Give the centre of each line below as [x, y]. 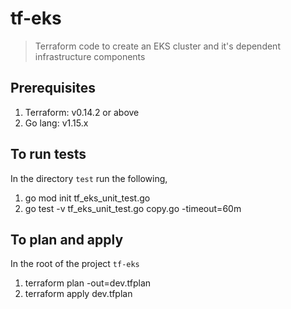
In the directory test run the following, [89, 178]
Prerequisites [53, 88]
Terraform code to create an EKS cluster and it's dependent [157, 46]
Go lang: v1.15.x [56, 123]
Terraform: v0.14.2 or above [82, 112]
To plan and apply [67, 239]
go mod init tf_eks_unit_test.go [87, 198]
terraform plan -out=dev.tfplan [88, 283]
